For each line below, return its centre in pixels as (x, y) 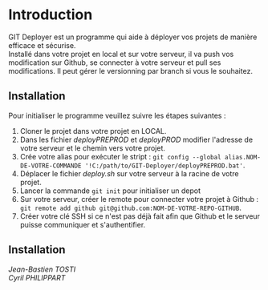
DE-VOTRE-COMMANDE (51, 166)
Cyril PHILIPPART (37, 277)
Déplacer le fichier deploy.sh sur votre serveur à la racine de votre (129, 173)
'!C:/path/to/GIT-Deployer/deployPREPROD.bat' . (165, 165)
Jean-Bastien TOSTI (42, 269)
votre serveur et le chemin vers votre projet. (93, 148)
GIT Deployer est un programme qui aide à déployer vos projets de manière (133, 37)
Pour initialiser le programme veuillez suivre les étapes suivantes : (117, 115)
